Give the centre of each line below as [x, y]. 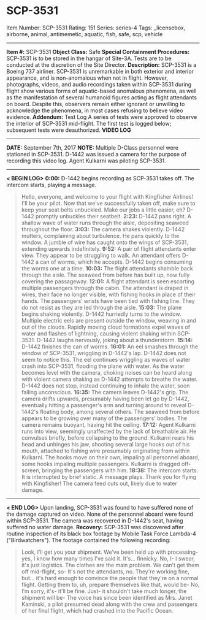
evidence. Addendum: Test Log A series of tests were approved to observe [102, 117]
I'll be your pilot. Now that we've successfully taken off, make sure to [108, 203]
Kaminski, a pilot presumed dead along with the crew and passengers [109, 604]
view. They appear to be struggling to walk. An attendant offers [101, 255]
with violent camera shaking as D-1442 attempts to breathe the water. [109, 379]
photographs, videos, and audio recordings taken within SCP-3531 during [99, 84]
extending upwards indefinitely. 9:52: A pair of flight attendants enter [109, 248]
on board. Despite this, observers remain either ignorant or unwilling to [96, 104]
